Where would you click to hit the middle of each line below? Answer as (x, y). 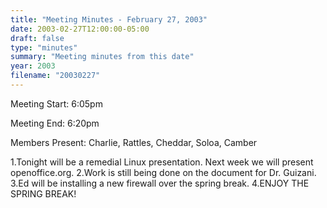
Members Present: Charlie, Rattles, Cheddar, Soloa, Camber (134, 142)
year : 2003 (33, 66)
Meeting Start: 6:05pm (56, 103)
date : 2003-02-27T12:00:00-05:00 (80, 29)
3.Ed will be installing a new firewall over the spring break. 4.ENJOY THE (160, 183)
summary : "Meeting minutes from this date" (102, 57)
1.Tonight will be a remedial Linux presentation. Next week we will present (162, 162)
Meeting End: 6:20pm (55, 123)
